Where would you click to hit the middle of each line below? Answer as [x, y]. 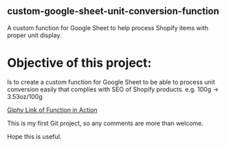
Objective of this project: [79, 63]
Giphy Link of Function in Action [52, 110]
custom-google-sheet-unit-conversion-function [113, 11]
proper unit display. [34, 35]
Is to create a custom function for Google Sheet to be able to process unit [111, 82]
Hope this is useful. [34, 136]
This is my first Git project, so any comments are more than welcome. [105, 123]
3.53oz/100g [25, 96]
